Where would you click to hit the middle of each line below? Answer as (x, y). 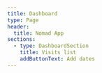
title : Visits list (48, 53)
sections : (22, 40)
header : (19, 26)
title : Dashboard (32, 14)
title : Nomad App (39, 33)
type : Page (23, 20)
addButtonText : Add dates (58, 59)
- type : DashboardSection (51, 46)
